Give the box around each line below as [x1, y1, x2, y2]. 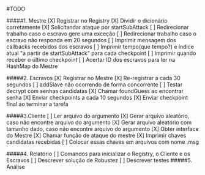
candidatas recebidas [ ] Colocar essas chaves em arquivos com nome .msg [6, 138, 199, 146]
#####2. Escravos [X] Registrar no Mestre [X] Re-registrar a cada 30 [6, 75, 181, 81]
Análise [6, 163, 26, 170]
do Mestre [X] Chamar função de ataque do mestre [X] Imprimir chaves [6, 132, 187, 139]
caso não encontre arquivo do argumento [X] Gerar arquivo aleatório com [6, 119, 192, 126]
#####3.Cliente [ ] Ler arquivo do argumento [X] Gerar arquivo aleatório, [6, 113, 190, 119]
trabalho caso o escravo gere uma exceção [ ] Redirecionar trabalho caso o [6, 30, 197, 37]
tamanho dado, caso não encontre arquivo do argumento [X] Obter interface [6, 125, 199, 132]
